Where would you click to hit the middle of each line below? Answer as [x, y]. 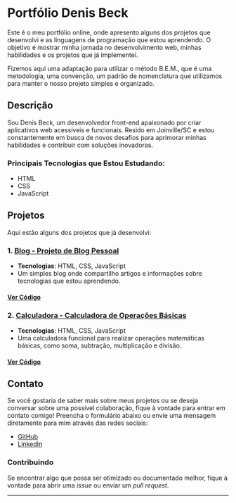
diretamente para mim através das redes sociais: [78, 423]
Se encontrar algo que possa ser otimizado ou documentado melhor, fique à [118, 478]
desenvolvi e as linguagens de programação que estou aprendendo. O [109, 39]
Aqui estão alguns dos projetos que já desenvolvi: [79, 232]
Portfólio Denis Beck [68, 13]
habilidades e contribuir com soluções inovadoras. [80, 145]
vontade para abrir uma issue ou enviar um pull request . [88, 485]
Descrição [30, 106]
